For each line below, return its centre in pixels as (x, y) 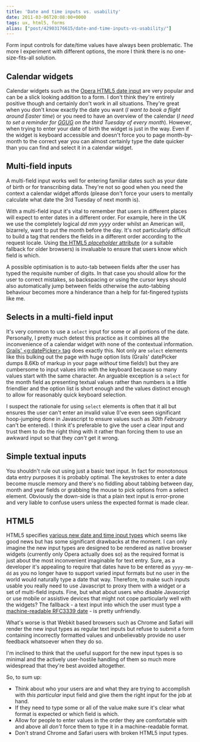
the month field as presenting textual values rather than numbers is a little (96, 382)
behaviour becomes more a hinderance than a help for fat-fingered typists (97, 292)
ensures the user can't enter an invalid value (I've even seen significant (93, 412)
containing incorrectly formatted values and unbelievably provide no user (96, 635)
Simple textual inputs (46, 456)
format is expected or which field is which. (67, 714)
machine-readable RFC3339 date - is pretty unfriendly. (74, 611)
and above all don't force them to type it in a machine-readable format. (102, 727)
